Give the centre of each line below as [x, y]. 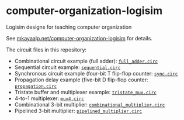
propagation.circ [36, 86]
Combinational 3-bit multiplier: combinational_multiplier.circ [90, 104]
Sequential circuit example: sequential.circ [67, 67]
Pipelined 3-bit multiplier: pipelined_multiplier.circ [78, 111]
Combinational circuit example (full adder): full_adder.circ [86, 61]
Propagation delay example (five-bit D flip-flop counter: [81, 80]
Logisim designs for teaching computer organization [69, 27]
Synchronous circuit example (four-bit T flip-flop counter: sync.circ [96, 73]
